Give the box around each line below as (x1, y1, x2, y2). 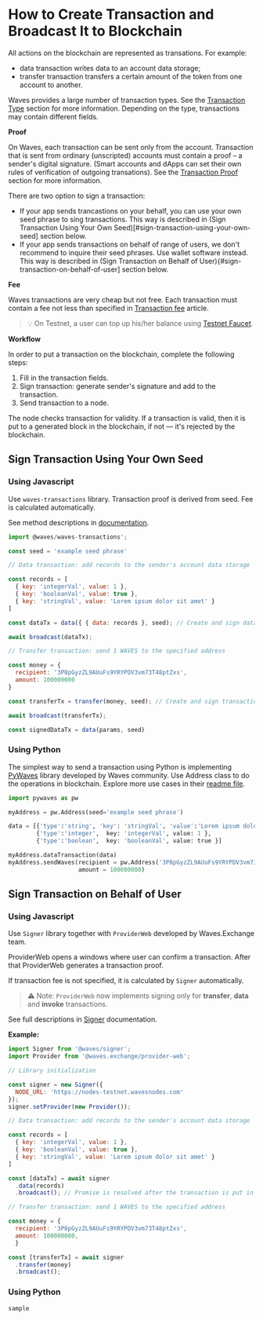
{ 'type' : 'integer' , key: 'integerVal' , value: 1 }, (36, 830, 212, 838)
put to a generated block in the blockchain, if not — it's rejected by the (8, 422, 236, 431)
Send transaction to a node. (19, 398, 110, 408)
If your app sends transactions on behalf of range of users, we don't (19, 240, 240, 249)
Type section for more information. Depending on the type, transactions (8, 104, 240, 113)
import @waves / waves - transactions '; (8, 532, 128, 541)
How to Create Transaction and (8, 5, 214, 24)
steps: (8, 357, 28, 367)
